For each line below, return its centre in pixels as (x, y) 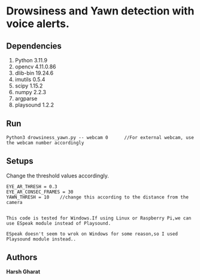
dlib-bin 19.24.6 (34, 73)
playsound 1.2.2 (34, 105)
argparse (26, 98)
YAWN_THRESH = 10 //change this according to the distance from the (97, 197)
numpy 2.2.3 (31, 92)
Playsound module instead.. (41, 239)
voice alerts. (38, 24)
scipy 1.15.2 (29, 86)
